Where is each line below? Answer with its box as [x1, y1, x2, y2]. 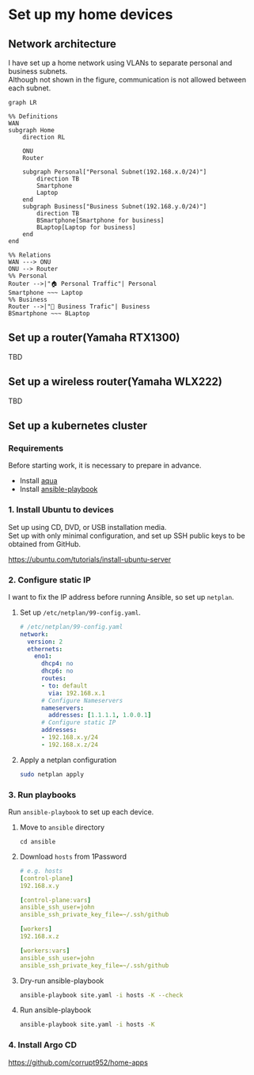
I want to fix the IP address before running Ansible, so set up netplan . [8, 592, 235, 601]
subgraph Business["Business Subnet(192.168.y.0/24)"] [22, 203, 207, 211]
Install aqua [19, 476, 58, 486]
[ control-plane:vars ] [19, 896, 91, 904]
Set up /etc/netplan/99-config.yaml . [19, 608, 141, 617]
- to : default [40, 681, 88, 690]
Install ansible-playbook [19, 485, 98, 494]
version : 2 [27, 638, 63, 646]
